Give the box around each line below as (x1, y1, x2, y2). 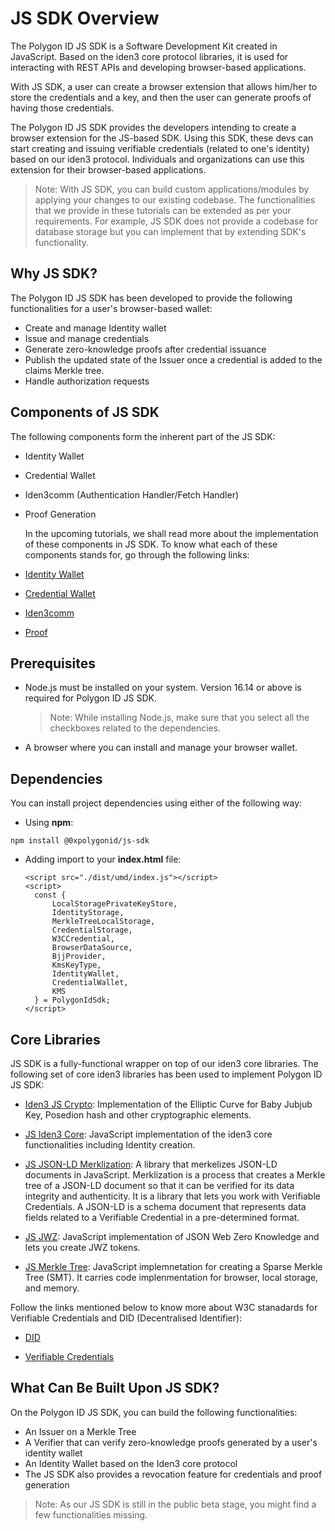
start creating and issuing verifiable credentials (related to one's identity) (10, 142, 310, 154)
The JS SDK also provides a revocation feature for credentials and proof (24, 1468, 323, 1480)
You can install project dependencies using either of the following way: (10, 797, 303, 809)
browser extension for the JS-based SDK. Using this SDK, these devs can (10, 132, 314, 144)
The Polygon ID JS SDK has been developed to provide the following (10, 292, 293, 304)
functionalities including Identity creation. (24, 1139, 196, 1151)
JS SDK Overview (10, 7, 160, 30)
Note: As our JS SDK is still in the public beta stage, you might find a (34, 1498, 317, 1510)
